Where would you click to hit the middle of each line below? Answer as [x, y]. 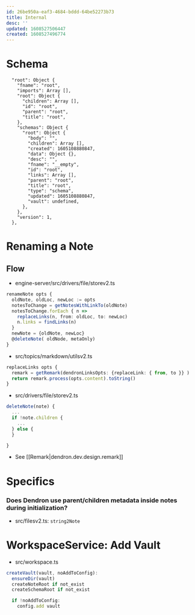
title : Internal [26, 17]
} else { [23, 429]
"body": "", [43, 138]
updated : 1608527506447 [36, 29]
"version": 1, [35, 218]
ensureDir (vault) [33, 579]
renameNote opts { [29, 294]
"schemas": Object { [43, 128]
